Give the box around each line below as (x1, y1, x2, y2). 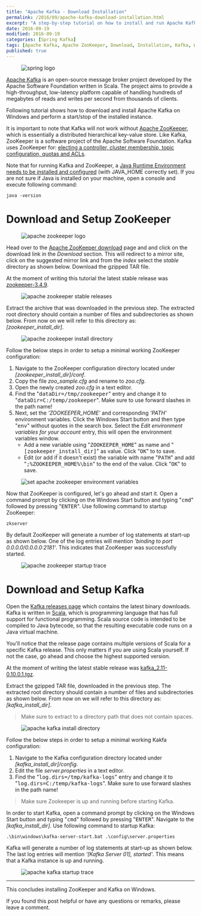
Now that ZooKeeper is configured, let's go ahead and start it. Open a (6, 489, 178, 497)
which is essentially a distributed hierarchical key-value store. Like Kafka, (6, 131, 187, 138)
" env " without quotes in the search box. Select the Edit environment (14, 422, 183, 429)
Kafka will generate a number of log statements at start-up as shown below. (6, 844, 193, 851)
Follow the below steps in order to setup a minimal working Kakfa (6, 736, 167, 743)
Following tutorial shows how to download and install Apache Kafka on (6, 106, 181, 114)
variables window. (14, 434, 60, 442)
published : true (6, 48, 47, 54)
